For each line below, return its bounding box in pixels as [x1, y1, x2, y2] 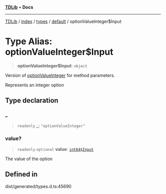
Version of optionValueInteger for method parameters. [5, 72, 115, 78]
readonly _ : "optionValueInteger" [17, 123, 85, 129]
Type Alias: [5, 36, 53, 47]
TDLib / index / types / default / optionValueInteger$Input [5, 18, 122, 24]
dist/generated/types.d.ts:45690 [5, 183, 72, 189]
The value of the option [5, 156, 53, 162]
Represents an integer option [5, 82, 64, 88]
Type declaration [5, 96, 58, 105]
